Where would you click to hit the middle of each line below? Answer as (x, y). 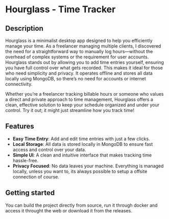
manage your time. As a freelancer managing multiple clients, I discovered (83, 46)
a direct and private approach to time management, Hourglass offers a (79, 99)
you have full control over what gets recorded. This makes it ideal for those (84, 68)
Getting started (30, 193)
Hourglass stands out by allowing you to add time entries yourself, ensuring (85, 62)
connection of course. (36, 177)
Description (24, 28)
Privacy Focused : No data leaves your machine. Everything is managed (88, 166)
